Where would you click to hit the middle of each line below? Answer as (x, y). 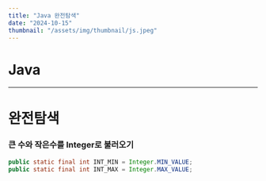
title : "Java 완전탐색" (44, 15)
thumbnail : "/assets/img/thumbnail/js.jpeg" (83, 30)
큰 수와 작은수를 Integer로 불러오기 (71, 145)
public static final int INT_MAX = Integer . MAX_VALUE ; (101, 169)
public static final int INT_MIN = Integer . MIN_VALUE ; (101, 162)
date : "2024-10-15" (40, 23)
